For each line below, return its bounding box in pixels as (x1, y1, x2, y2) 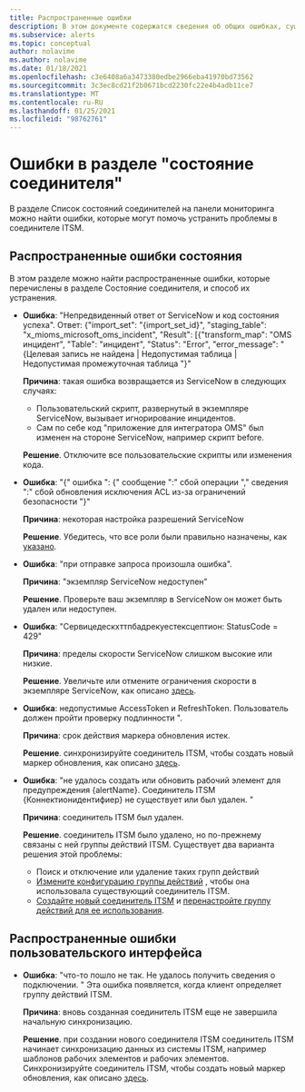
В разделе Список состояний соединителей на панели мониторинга (9, 204, 275, 214)
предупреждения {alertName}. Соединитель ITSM (22, 784, 216, 795)
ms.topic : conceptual (9, 38, 92, 48)
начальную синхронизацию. (22, 1016, 133, 1027)
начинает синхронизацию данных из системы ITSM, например (22, 1043, 267, 1054)
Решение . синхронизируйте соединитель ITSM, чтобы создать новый (22, 747, 294, 759)
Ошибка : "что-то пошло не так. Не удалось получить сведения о (22, 969, 276, 980)
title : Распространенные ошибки (9, 13, 132, 23)
